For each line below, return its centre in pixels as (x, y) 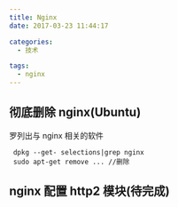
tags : (19, 66)
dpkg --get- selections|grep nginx (78, 152)
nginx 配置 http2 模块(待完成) (89, 191)
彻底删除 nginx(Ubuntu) (75, 112)
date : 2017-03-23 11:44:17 (59, 26)
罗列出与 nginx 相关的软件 (57, 135)
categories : (31, 42)
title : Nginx (33, 17)
